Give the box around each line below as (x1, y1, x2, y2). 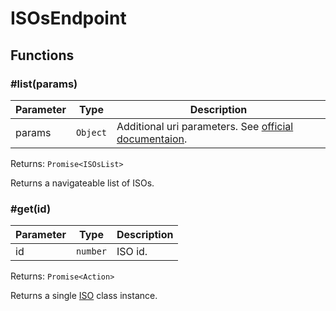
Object (75, 127, 108, 138)
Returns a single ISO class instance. (10, 290, 158, 302)
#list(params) (10, 77, 78, 91)
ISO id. (116, 245, 148, 259)
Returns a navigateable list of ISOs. (10, 177, 155, 189)
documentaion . (116, 132, 188, 146)
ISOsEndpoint (10, 7, 127, 30)
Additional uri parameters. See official (116, 119, 294, 133)
